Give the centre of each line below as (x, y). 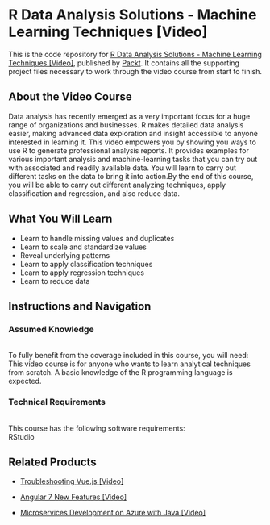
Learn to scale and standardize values (83, 247)
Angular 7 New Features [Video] (73, 497)
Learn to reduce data (55, 281)
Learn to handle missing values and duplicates (97, 238)
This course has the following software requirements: (97, 428)
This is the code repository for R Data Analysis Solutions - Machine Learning (135, 54)
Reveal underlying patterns (65, 255)
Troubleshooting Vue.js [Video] (72, 481)
